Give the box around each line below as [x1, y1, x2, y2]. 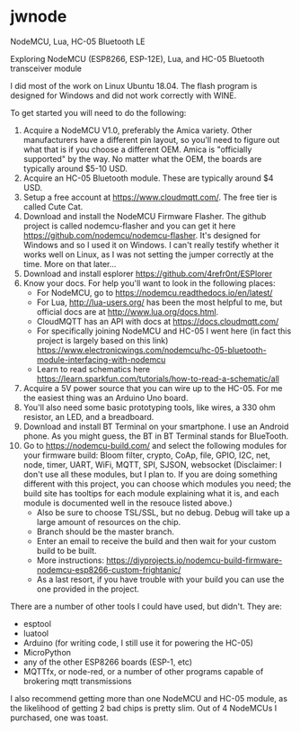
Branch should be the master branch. [36, 526, 174, 537]
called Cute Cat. [22, 201, 84, 212]
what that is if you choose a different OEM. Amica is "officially [22, 144, 252, 155]
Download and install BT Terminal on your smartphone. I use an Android [22, 421, 289, 432]
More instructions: [36, 555, 105, 566]
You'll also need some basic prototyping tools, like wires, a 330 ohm [22, 402, 277, 413]
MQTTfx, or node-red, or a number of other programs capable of [22, 665, 264, 676]
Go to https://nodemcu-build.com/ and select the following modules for [22, 440, 287, 451]
